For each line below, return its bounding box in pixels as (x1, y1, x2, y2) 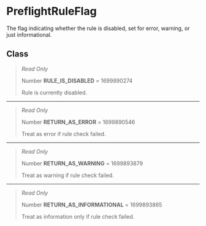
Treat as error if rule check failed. (21, 130, 106, 137)
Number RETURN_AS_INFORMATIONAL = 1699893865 (21, 201, 162, 208)
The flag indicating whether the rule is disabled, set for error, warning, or (6, 24, 190, 32)
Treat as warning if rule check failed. (21, 171, 115, 179)
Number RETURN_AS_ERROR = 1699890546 (21, 118, 135, 126)
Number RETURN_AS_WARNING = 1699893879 (21, 159, 143, 167)
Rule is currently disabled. (21, 89, 88, 96)
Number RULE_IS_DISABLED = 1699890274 (21, 77, 133, 84)
